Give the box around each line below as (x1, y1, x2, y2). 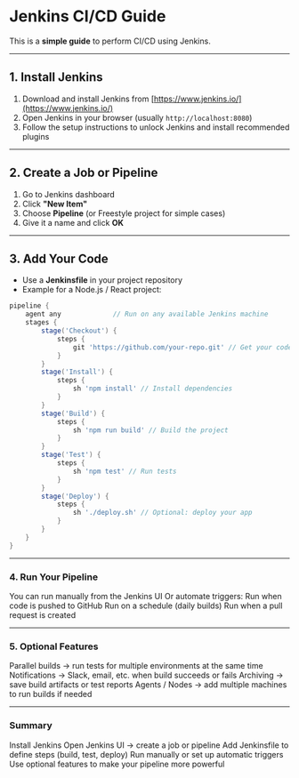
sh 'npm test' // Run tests (72, 467, 177, 476)
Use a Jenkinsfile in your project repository (21, 275, 183, 285)
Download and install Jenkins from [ (21, 93, 155, 104)
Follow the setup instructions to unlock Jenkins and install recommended (21, 122, 290, 132)
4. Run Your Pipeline (9, 571, 99, 583)
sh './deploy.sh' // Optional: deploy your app (72, 509, 253, 517)
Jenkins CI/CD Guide (9, 6, 166, 27)
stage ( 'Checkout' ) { (41, 326, 117, 335)
